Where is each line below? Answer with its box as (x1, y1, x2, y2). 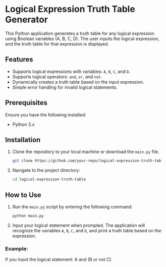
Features (5, 55, 33, 64)
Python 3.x (12, 121, 35, 127)
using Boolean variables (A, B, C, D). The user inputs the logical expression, (5, 36, 160, 42)
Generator (5, 14, 48, 25)
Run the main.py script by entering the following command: (12, 204, 133, 210)
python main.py (12, 213, 44, 218)
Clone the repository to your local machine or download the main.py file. (12, 149, 160, 155)
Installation (5, 135, 41, 144)
